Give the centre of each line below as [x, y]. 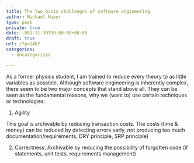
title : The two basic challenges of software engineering [78, 11]
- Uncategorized [31, 55]
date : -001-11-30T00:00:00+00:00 [47, 33]
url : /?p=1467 [23, 44]
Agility [22, 112]
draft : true [20, 38]
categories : [20, 49]
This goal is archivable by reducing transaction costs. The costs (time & [92, 123]
